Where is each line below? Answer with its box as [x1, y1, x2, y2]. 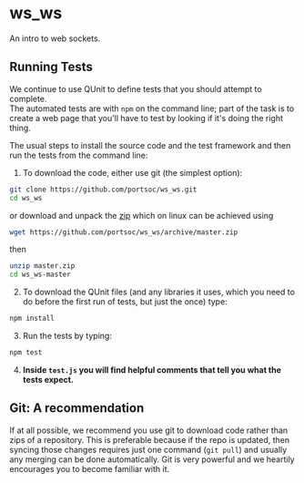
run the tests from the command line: [9, 149, 148, 160]
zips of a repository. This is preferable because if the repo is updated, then [9, 434, 289, 445]
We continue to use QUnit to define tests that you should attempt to [9, 83, 262, 94]
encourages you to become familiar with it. [9, 463, 170, 474]
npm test [9, 348, 43, 357]
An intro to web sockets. [9, 33, 101, 44]
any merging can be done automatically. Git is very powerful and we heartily [9, 454, 295, 465]
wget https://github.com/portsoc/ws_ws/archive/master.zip [9, 227, 238, 237]
